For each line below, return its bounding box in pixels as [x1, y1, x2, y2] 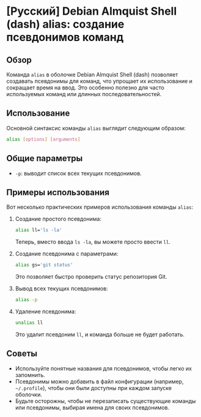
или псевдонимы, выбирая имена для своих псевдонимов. [15, 404, 170, 411]
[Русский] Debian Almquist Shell [6, 4, 177, 18]
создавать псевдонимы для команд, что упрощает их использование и [6, 78, 192, 85]
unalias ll [15, 320, 43, 326]
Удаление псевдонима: [15, 307, 76, 315]
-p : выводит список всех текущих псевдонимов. [15, 170, 142, 177]
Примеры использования [6, 187, 110, 197]
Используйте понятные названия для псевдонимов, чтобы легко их [15, 364, 192, 372]
